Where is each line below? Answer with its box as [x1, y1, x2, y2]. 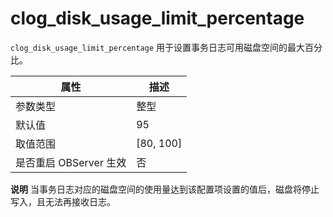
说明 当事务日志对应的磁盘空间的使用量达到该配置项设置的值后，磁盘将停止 [10, 183, 320, 195]
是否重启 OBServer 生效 [15, 155, 127, 169]
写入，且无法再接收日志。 [10, 195, 116, 207]
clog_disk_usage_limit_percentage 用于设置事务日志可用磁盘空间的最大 [10, 41, 306, 53]
